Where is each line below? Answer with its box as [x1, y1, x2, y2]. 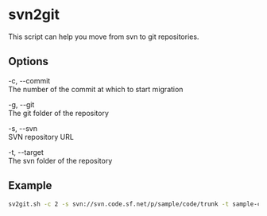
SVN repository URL [8, 132, 74, 141]
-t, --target [8, 147, 44, 156]
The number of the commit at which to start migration [8, 84, 184, 94]
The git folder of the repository [8, 108, 110, 118]
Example [8, 179, 52, 192]
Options [8, 55, 49, 68]
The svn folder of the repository [8, 156, 113, 165]
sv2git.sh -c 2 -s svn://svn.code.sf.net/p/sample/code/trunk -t [8, 200, 229, 208]
